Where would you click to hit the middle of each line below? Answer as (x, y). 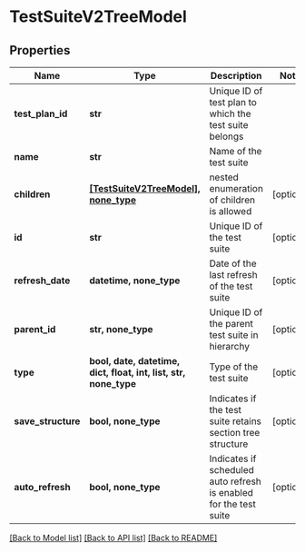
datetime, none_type (135, 281)
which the (230, 113)
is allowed (231, 211)
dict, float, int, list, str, (138, 372)
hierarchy (229, 346)
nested (224, 177)
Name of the (236, 151)
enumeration (236, 188)
